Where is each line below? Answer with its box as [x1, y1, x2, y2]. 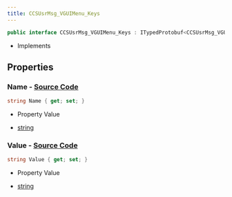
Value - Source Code [7, 141, 78, 150]
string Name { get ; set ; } [7, 98, 85, 105]
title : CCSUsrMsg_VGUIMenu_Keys [7, 10, 100, 17]
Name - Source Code [7, 82, 79, 92]
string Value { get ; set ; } [7, 156, 88, 163]
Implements [17, 41, 51, 50]
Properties [7, 61, 54, 73]
